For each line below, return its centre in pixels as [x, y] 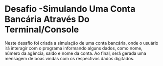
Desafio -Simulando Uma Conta [70, 9]
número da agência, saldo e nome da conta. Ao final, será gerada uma [75, 53]
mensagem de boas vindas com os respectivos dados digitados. [70, 58]
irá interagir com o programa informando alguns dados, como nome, [73, 48]
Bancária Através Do [47, 19]
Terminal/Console [42, 30]
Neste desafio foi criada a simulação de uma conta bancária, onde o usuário [81, 43]
